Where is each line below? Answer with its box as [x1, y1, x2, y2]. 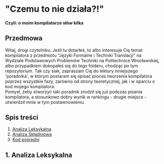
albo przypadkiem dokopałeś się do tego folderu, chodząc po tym [5, 63, 138, 69]
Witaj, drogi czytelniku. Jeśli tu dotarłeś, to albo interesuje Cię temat [5, 47, 143, 53]
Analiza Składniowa [12, 131, 52, 138]
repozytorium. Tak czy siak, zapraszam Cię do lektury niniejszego [5, 68, 138, 74]
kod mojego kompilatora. [5, 83, 55, 89]
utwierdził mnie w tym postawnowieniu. [5, 99, 85, 105]
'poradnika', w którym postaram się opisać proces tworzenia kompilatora [5, 73, 152, 79]
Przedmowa [5, 34, 43, 43]
